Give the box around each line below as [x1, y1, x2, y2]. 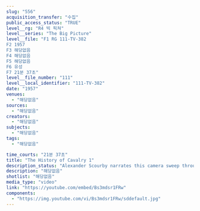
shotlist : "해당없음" [6, 174, 55, 180]
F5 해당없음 [6, 58, 31, 64]
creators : [6, 113, 31, 119]
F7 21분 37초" [6, 69, 39, 75]
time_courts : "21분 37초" [6, 152, 68, 158]
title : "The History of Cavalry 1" [6, 157, 95, 163]
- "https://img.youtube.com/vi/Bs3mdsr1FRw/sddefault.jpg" [11, 196, 161, 202]
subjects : [6, 124, 31, 130]
